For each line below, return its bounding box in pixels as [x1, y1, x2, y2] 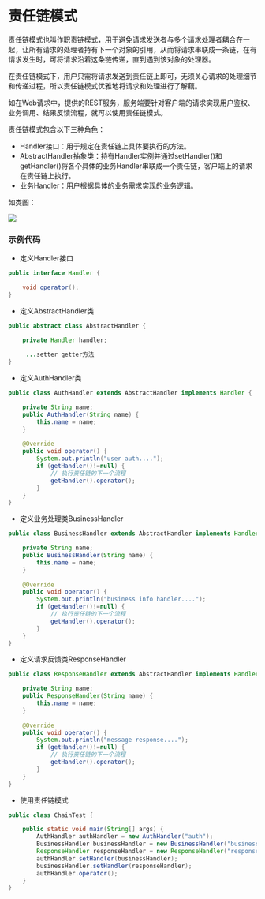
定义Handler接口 [19, 253, 73, 263]
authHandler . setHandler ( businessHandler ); [36, 854, 178, 863]
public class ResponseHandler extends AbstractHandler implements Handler [8, 670, 259, 679]
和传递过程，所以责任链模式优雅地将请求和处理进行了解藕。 [8, 81, 202, 91]
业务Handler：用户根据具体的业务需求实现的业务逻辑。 [19, 181, 198, 190]
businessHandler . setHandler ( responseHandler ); [36, 862, 192, 870]
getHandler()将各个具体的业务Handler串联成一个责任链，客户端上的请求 [19, 161, 253, 170]
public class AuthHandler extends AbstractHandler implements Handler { [8, 389, 252, 397]
